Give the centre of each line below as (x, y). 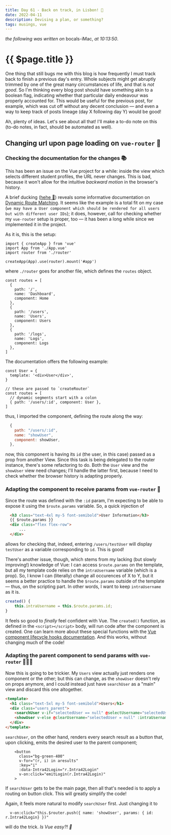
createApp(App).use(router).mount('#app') (51, 261)
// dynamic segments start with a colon (53, 398)
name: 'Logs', (29, 338)
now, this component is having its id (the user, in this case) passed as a (80, 454)
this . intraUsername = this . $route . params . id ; (64, 606)
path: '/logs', (31, 334)
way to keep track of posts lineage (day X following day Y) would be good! (83, 112)
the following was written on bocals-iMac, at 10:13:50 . (62, 39)
